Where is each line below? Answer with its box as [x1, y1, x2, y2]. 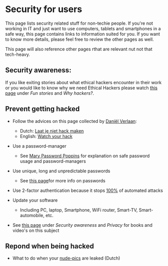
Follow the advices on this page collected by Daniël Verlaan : [12, 118, 137, 124]
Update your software [12, 197, 58, 203]
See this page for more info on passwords [20, 177, 106, 183]
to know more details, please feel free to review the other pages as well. [5, 36, 154, 42]
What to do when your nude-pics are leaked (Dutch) [12, 255, 120, 261]
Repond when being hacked [5, 242, 94, 250]
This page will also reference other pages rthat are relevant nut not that [5, 46, 153, 52]
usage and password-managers [20, 158, 86, 164]
